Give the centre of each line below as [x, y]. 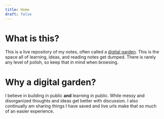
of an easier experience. [30, 111]
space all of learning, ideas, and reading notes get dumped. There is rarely [81, 57]
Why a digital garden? [51, 82]
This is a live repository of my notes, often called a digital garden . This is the [82, 52]
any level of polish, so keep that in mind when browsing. [62, 62]
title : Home [17, 10]
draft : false [18, 14]
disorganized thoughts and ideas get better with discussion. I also [72, 101]
